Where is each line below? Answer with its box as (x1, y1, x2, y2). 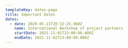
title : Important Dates (5, 12, 56, 17)
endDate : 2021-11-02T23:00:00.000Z (14, 35, 90, 40)
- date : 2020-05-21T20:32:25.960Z (10, 21, 82, 26)
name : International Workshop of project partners (14, 26, 123, 31)
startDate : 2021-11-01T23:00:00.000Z (14, 30, 94, 35)
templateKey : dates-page (5, 7, 58, 12)
